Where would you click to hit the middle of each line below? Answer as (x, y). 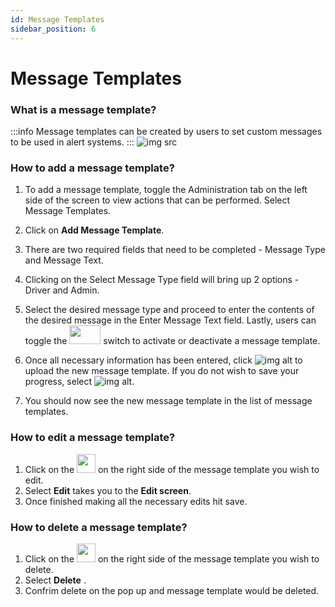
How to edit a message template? (93, 438)
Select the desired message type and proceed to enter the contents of (169, 310)
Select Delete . (55, 580)
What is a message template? (83, 109)
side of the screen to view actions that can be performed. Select (157, 200)
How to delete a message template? (99, 527)
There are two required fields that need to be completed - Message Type (175, 250)
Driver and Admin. (62, 290)
